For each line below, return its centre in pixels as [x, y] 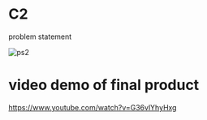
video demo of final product [104, 85]
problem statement [40, 36]
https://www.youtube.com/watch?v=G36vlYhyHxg [93, 107]
